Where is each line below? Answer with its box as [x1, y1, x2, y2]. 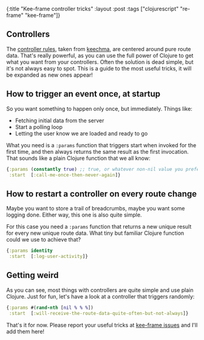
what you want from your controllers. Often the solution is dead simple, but [6, 58, 194, 66]
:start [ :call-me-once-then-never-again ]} [8, 172, 121, 178]
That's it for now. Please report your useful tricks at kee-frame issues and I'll [6, 321, 198, 328]
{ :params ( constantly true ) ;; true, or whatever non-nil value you [6, 166, 183, 172]
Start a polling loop [15, 123, 63, 130]
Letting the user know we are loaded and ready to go [15, 130, 148, 137]
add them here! [6, 328, 44, 335]
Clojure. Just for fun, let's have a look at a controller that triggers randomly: [6, 293, 195, 300]
